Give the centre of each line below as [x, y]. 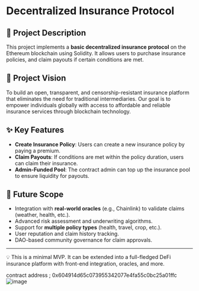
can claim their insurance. [46, 163]
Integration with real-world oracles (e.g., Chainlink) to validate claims [99, 209]
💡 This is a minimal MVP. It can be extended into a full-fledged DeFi [89, 257]
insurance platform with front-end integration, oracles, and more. [85, 264]
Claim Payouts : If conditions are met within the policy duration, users [99, 157]
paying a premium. [38, 151]
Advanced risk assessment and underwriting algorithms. [84, 221]
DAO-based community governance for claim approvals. [84, 240]
